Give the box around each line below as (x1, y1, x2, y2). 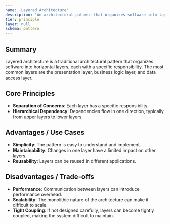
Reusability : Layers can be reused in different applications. (12, 158, 137, 164)
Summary (5, 45, 37, 54)
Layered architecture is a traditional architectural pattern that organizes (5, 58, 154, 64)
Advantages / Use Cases (5, 128, 85, 137)
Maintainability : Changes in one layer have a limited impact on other (12, 147, 156, 153)
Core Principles (5, 89, 55, 98)
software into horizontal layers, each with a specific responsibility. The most (5, 64, 164, 70)
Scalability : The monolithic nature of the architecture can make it (12, 197, 149, 203)
